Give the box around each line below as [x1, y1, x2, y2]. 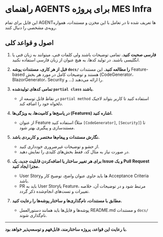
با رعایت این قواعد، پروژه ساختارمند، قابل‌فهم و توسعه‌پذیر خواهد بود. [5, 226, 128, 232]
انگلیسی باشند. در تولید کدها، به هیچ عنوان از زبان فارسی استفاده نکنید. [12, 57, 140, 63]
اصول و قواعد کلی [5, 39, 54, 47]
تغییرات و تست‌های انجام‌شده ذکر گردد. [19, 188, 90, 194]
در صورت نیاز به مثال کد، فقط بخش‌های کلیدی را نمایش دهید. [19, 148, 130, 154]
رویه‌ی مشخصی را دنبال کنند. [5, 24, 57, 30]
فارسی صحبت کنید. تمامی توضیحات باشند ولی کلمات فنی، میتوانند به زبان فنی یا [12, 52, 157, 57]
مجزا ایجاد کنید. [12, 163, 40, 169]
